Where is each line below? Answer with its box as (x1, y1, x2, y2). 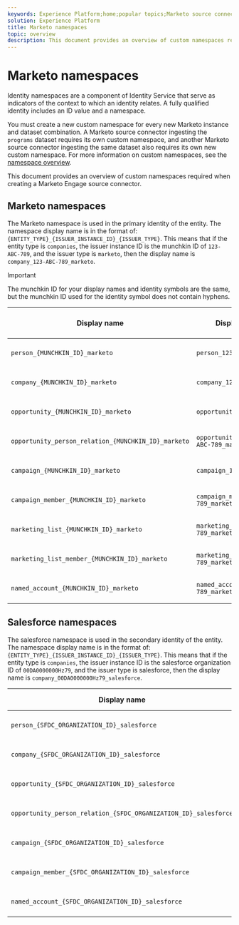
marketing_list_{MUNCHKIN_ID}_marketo (11, 525, 142, 533)
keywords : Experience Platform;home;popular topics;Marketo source (7, 10, 212, 18)
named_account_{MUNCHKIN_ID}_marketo (11, 584, 139, 592)
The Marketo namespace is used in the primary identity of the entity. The (7, 219, 222, 228)
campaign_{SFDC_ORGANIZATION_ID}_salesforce (11, 839, 164, 847)
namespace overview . (7, 158, 72, 167)
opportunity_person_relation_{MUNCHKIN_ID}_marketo (11, 436, 190, 445)
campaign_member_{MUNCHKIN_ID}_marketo (11, 496, 146, 504)
